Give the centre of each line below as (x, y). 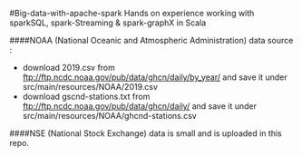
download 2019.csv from (69, 68)
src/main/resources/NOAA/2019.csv (90, 87)
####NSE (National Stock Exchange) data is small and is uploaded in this (146, 133)
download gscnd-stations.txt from (86, 96)
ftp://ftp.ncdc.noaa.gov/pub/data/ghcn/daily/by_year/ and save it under (155, 77)
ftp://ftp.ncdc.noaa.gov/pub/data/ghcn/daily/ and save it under (139, 106)
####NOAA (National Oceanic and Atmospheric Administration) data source (151, 40)
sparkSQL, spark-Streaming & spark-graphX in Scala (108, 23)
